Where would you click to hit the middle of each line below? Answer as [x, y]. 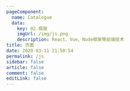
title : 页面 [20, 45]
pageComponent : [25, 12]
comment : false [25, 73]
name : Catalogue [32, 17]
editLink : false [26, 78]
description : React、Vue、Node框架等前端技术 [71, 40]
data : [19, 23]
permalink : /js [25, 56]
